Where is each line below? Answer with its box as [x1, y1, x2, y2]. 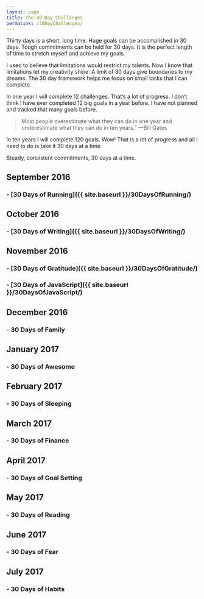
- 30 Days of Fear [6, 548, 59, 556]
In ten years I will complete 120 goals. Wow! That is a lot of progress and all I [6, 136, 198, 143]
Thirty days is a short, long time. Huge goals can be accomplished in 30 [6, 37, 187, 44]
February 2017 [6, 381, 63, 392]
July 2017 [6, 566, 44, 576]
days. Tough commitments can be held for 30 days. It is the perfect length [6, 43, 192, 51]
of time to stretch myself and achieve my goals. [6, 50, 125, 57]
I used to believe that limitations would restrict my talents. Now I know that [6, 62, 193, 69]
